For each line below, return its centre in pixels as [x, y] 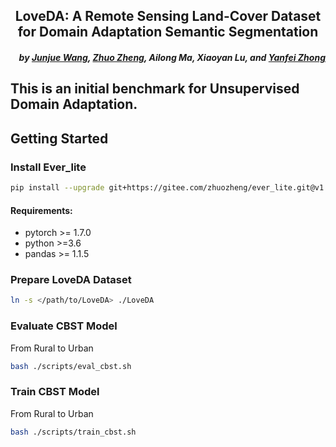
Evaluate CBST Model [64, 326]
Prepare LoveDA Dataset [71, 280]
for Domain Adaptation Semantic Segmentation [168, 32]
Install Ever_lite [48, 167]
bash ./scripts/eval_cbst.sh [71, 366]
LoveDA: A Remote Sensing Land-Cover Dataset [168, 16]
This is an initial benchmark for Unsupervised [155, 89]
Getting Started [59, 138]
